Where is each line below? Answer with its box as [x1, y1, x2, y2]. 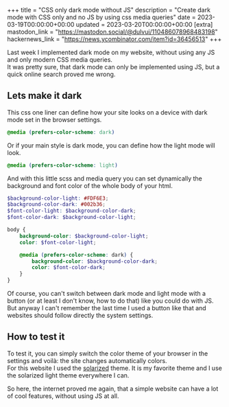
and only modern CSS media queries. [7, 56, 113, 64]
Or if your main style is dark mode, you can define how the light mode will [7, 141, 215, 150]
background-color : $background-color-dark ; [32, 257, 158, 265]
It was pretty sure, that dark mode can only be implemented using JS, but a [7, 63, 220, 71]
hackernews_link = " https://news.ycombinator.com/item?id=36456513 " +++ [7, 35, 222, 43]
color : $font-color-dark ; [32, 264, 106, 271]
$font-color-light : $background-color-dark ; [7, 207, 136, 215]
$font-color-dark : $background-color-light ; [7, 214, 136, 221]
